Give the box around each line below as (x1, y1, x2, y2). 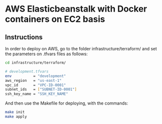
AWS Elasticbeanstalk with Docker (5, 3, 147, 15)
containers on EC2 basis (5, 14, 105, 25)
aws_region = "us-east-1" (5, 78, 62, 83)
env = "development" (5, 74, 66, 78)
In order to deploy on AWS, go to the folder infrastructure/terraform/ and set (5, 46, 157, 51)
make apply (5, 114, 27, 119)
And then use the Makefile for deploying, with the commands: (5, 100, 129, 106)
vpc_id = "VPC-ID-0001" (5, 82, 66, 88)
